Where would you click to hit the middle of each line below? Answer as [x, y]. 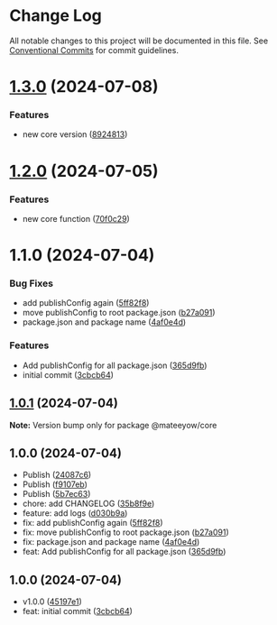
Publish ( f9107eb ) [55, 484]
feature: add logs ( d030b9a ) [75, 513]
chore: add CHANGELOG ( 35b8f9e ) [88, 504]
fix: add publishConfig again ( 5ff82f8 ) [93, 523]
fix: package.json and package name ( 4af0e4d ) [111, 542]
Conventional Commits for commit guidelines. [94, 50]
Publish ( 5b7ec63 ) [56, 494]
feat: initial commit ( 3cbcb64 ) [78, 611]
